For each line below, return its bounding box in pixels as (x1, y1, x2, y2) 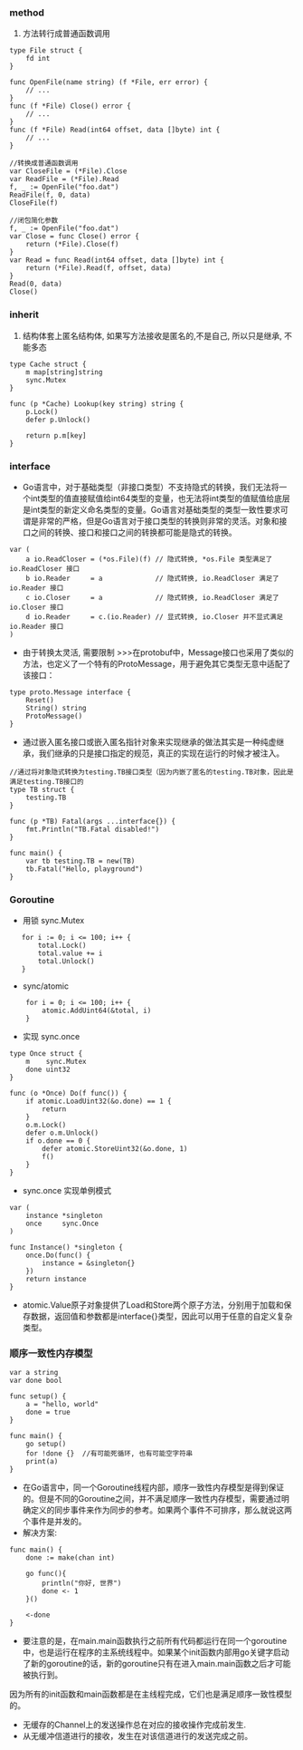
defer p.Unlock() (25, 415, 91, 424)
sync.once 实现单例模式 (22, 1185, 112, 1196)
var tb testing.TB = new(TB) (25, 856, 136, 865)
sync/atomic (22, 981, 70, 991)
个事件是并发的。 (22, 1516, 87, 1527)
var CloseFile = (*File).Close (9, 167, 128, 176)
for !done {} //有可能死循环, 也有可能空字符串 (25, 1449, 193, 1458)
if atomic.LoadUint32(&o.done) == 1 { (25, 1097, 172, 1107)
